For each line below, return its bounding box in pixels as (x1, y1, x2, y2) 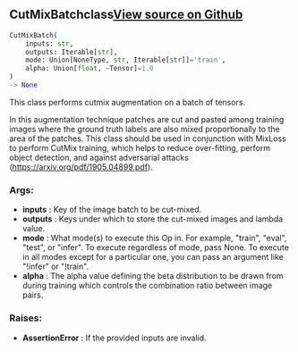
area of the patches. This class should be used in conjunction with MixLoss (9, 133, 286, 144)
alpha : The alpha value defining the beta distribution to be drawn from (21, 271, 284, 281)
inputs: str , (25, 39, 74, 48)
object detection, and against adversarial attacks (9, 152, 190, 163)
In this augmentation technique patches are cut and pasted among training (9, 113, 285, 124)
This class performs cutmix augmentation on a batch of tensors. (9, 96, 246, 107)
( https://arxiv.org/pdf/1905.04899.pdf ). (9, 161, 154, 172)
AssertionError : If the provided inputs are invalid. (21, 332, 208, 343)
